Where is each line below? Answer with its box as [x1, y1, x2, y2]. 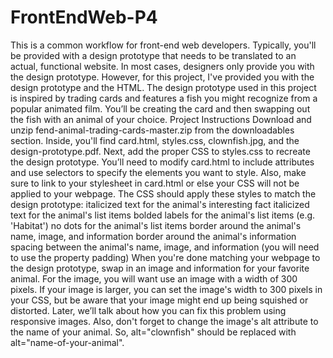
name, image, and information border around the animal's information [10, 230, 297, 242]
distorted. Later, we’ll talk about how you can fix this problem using [10, 304, 287, 316]
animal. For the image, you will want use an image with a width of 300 [10, 272, 298, 285]
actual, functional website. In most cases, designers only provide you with [10, 60, 315, 72]
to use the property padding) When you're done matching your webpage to [10, 251, 321, 263]
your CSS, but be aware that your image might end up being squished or [10, 294, 309, 306]
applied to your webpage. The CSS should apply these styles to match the [10, 187, 317, 200]
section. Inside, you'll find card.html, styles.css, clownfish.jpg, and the [10, 134, 300, 146]
